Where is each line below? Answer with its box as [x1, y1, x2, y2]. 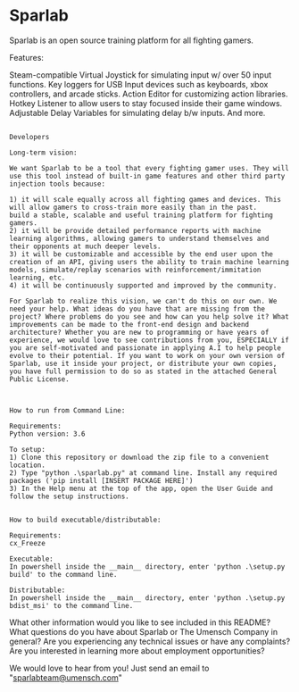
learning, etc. [9, 273, 66, 282]
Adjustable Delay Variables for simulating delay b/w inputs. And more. [9, 107, 266, 118]
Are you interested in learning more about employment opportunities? [9, 645, 265, 656]
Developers [9, 132, 50, 141]
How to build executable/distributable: [9, 515, 162, 524]
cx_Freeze [9, 538, 46, 547]
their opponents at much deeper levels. [9, 242, 162, 251]
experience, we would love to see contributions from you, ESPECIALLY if [9, 336, 290, 345]
